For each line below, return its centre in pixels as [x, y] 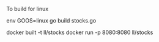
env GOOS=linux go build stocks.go [51, 20]
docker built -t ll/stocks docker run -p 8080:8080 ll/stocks [80, 32]
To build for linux [28, 9]
